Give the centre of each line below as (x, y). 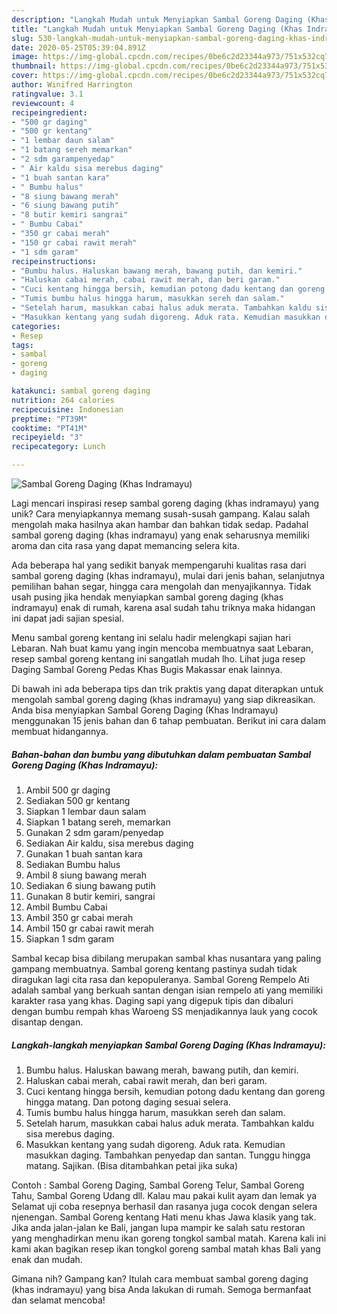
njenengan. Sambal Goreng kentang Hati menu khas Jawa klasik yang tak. (164, 1217)
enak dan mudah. (47, 1259)
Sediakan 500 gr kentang (78, 800)
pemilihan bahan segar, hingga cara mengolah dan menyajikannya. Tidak (161, 586)
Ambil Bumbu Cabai (66, 907)
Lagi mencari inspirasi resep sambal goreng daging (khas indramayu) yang (165, 503)
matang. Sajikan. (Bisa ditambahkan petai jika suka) (132, 1165)
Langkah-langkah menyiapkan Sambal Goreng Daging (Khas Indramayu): (168, 1045)
